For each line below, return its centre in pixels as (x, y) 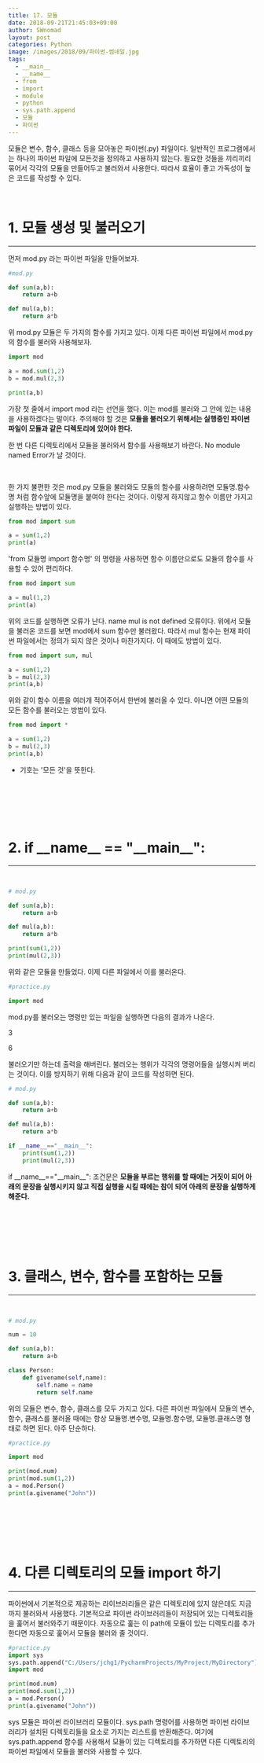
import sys (26, 1655)
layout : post (29, 37)
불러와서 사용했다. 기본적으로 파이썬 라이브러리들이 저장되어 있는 (121, 1613)
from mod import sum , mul (50, 656)
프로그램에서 (236, 148)
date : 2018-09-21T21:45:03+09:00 (63, 23)
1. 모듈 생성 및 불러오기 (77, 228)
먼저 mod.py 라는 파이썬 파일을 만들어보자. (74, 258)
